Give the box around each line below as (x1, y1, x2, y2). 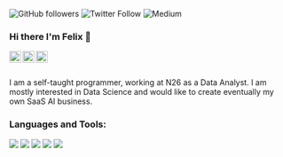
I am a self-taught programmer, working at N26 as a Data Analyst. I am (9, 77, 267, 88)
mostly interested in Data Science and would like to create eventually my (9, 87, 275, 98)
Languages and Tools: (9, 118, 106, 130)
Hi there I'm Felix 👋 (9, 30, 91, 43)
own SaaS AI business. (9, 96, 93, 106)
